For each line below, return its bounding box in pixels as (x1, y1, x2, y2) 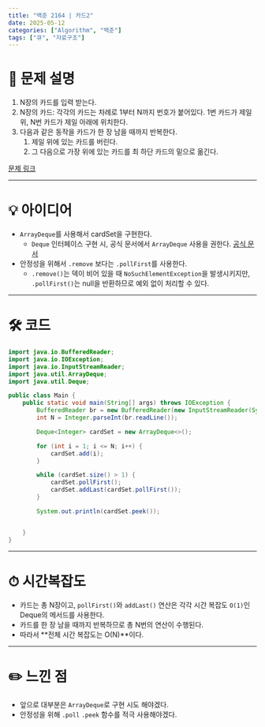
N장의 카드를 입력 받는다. (19, 98, 97, 107)
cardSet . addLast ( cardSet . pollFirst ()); (50, 486, 181, 494)
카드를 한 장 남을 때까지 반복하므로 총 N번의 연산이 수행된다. (19, 620, 203, 629)
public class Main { (8, 392, 77, 399)
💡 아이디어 (8, 202, 73, 219)
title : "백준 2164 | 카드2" (8, 11, 94, 20)
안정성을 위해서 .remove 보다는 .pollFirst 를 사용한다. (19, 259, 188, 268)
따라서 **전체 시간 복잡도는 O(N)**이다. (19, 629, 144, 639)
